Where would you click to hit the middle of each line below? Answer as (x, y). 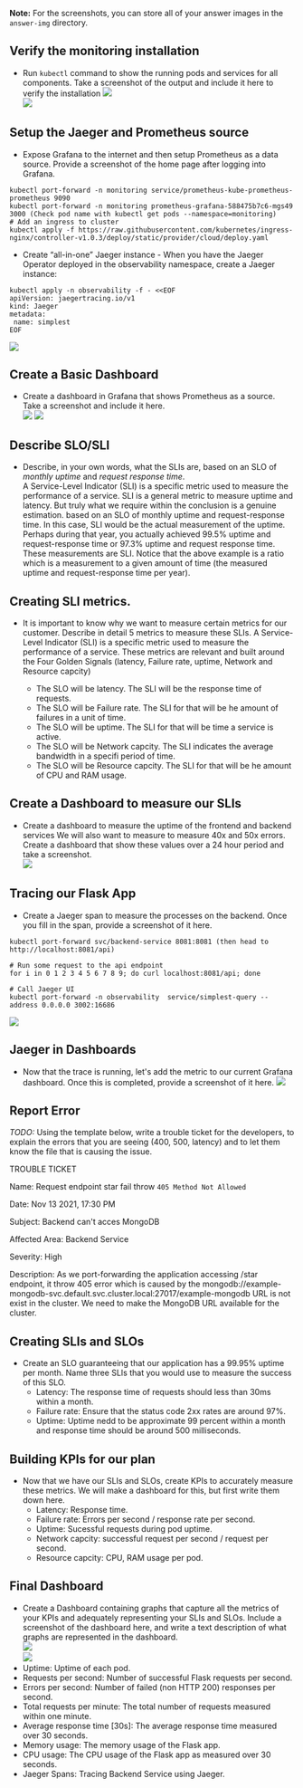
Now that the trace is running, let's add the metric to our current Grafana (158, 1071)
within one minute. (57, 1716)
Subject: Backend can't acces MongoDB (85, 1222)
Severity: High (36, 1257)
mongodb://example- (242, 1284)
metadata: (28, 314)
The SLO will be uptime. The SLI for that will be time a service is (155, 727)
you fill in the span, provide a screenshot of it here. (117, 925)
